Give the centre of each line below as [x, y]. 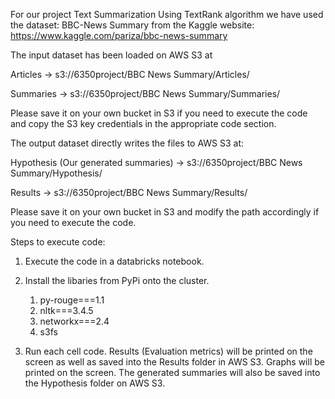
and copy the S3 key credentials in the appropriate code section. [143, 123]
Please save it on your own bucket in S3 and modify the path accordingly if [165, 212]
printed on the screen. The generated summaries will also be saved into [172, 372]
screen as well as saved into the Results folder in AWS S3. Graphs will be [174, 362]
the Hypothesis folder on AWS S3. [95, 383]
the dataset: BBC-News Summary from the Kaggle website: [132, 25]
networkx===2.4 [74, 321]
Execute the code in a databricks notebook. [114, 261]
